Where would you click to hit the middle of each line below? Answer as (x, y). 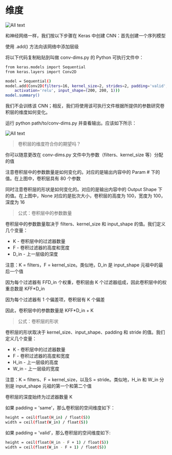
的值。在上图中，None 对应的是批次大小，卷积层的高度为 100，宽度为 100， (85, 196)
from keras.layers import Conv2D (41, 72)
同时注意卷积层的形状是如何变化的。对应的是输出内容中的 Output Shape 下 (84, 190)
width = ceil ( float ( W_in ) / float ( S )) (47, 422)
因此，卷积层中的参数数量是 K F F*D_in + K (49, 311)
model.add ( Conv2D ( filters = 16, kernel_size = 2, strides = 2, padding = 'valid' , (87, 86)
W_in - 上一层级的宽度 (36, 369)
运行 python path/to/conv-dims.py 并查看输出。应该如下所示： (71, 123)
